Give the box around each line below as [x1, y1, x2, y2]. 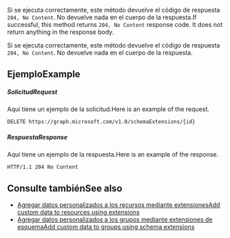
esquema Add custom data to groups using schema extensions [17, 223, 195, 231]
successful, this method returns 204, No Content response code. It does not [7, 21, 223, 28]
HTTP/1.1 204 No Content [7, 163, 79, 171]
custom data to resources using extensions [17, 208, 140, 217]
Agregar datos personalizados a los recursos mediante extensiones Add [17, 201, 220, 209]
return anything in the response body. [7, 28, 114, 36]
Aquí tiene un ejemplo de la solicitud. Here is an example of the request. [7, 105, 210, 113]
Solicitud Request [7, 88, 58, 96]
